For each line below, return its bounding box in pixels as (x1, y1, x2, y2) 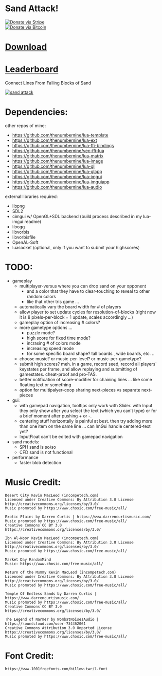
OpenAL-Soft (12, 240, 38, 245)
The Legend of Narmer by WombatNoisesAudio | (5, 617, 99, 622)
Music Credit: (5, 477, 61, 488)
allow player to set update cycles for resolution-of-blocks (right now (19, 309, 156, 315)
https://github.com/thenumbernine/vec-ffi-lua (12, 148, 105, 153)
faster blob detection (19, 459, 62, 465)
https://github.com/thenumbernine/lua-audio (12, 184, 102, 190)
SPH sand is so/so (19, 444, 56, 450)
